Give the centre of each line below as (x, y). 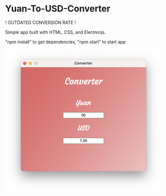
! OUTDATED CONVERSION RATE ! (41, 22)
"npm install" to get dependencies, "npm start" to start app (65, 42)
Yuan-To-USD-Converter (58, 9)
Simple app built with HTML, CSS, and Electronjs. (55, 32)
